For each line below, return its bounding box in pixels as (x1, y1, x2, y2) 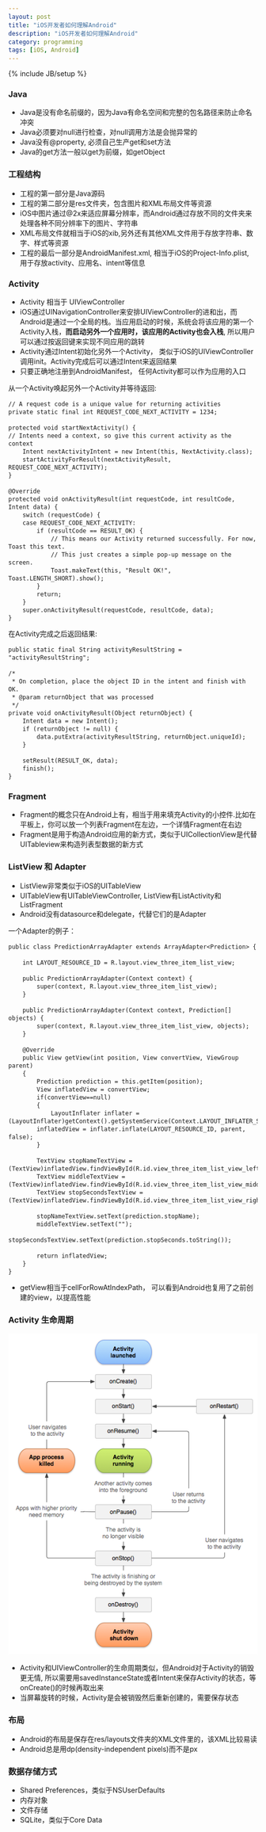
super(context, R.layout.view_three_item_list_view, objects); (36, 1022, 249, 1030)
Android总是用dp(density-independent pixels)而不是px (19, 1744, 198, 1754)
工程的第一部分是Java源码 (19, 189, 105, 198)
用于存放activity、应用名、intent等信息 (19, 258, 146, 267)
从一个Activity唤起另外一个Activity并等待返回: (8, 384, 157, 393)
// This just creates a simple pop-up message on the (50, 551, 232, 559)
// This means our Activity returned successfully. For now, (50, 535, 257, 543)
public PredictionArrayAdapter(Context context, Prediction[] (22, 1006, 232, 1014)
